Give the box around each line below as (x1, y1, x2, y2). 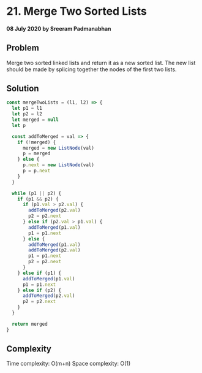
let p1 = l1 (12, 106, 43, 112)
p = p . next (22, 167, 51, 174)
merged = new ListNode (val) (22, 145, 95, 151)
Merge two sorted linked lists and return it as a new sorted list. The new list (6, 59, 196, 66)
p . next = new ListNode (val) (22, 162, 95, 168)
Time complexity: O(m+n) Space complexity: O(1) (6, 360, 131, 367)
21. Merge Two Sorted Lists (6, 4, 147, 18)
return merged (12, 321, 48, 327)
